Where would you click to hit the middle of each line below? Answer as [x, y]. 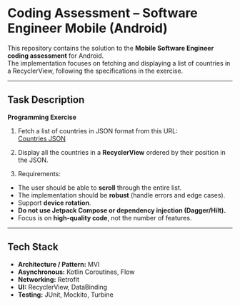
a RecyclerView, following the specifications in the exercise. [95, 71]
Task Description [46, 100]
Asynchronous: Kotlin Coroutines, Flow [76, 272]
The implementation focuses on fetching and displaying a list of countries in [119, 63]
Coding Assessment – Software [102, 13]
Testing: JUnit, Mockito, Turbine [66, 295]
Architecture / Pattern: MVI [59, 264]
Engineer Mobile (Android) [87, 28]
